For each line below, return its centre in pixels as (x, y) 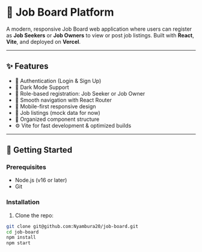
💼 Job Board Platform (60, 12)
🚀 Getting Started (39, 150)
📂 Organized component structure (57, 119)
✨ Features (27, 66)
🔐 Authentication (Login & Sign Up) (58, 81)
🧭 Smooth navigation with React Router (63, 100)
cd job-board (23, 232)
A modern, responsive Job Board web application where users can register (99, 29)
